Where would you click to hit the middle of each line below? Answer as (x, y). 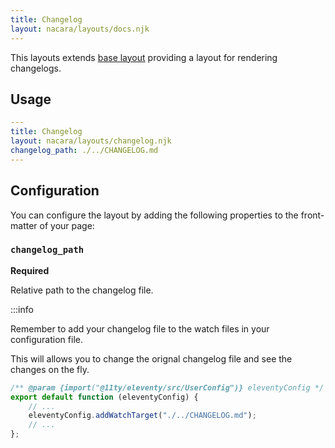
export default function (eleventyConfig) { (104, 397)
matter (24, 225)
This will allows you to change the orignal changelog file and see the (151, 358)
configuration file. (46, 339)
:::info (22, 309)
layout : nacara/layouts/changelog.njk (91, 141)
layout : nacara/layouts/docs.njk (80, 29)
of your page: (67, 225)
